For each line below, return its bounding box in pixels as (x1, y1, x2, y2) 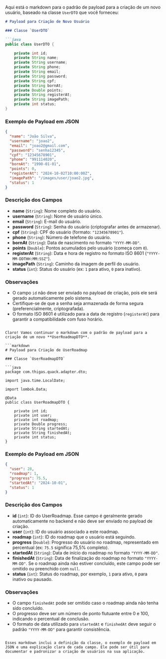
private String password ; (14, 74, 68, 79)
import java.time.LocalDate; (5, 378, 65, 383)
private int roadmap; (14, 418, 58, 423)
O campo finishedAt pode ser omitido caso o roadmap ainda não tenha (12, 600, 159, 606)
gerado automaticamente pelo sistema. (12, 295, 93, 301)
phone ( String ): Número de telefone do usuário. (12, 234, 111, 240)
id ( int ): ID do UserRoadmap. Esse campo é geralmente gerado (12, 513, 143, 519)
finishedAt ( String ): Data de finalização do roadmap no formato (12, 555, 144, 561)
